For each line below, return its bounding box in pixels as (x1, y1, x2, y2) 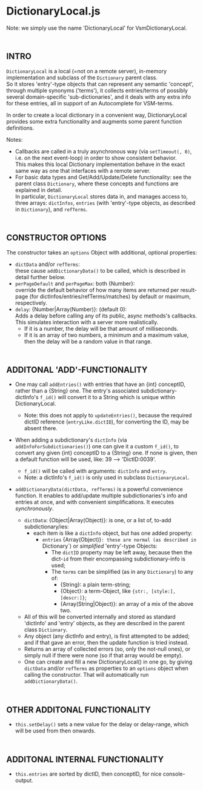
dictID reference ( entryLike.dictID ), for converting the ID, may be (24, 418, 189, 425)
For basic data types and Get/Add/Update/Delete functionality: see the (15, 173, 192, 181)
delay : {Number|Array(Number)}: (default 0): (15, 305, 127, 313)
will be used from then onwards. (15, 727, 96, 734)
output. (15, 777, 33, 784)
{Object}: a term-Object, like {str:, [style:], (60, 588, 176, 595)
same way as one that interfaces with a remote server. (15, 167, 151, 174)
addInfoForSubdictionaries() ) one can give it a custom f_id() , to (15, 443, 179, 450)
